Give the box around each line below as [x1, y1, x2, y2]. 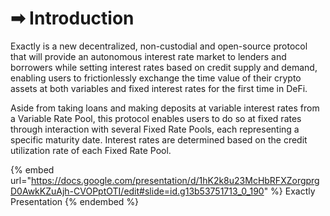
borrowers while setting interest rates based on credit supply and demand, [10, 61, 318, 73]
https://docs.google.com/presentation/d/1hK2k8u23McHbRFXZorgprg [30, 174, 320, 186]
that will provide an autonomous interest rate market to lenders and [10, 50, 287, 62]
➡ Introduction [10, 7, 135, 30]
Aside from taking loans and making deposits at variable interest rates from [10, 102, 320, 114]
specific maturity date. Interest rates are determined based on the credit [10, 133, 308, 146]
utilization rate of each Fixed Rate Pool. [10, 144, 172, 156]
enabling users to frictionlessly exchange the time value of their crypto [10, 72, 302, 84]
